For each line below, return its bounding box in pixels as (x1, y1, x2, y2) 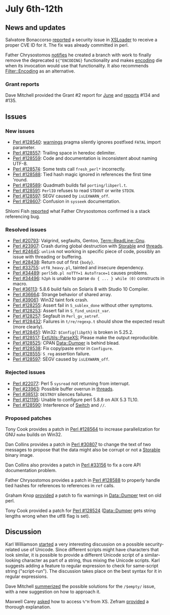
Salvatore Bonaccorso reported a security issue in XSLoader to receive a (5, 37, 157, 43)
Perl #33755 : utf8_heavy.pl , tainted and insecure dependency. (12, 265, 145, 271)
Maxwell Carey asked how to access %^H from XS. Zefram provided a (5, 598, 149, 604)
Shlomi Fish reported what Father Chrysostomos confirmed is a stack (5, 208, 151, 214)
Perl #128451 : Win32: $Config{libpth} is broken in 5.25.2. (12, 329, 133, 335)
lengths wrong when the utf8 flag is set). (5, 513, 90, 519)
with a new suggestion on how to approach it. (5, 589, 100, 595)
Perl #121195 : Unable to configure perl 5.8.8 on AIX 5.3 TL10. (12, 396, 139, 403)
